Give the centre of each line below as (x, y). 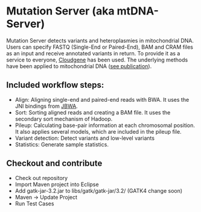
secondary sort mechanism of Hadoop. (64, 119)
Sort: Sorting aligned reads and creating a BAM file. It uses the (93, 112)
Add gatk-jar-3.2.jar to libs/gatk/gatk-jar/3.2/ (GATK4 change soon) (99, 190)
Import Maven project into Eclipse (57, 184)
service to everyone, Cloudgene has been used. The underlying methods (97, 60)
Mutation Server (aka (60, 11)
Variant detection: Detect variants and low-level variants (85, 138)
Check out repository (41, 178)
